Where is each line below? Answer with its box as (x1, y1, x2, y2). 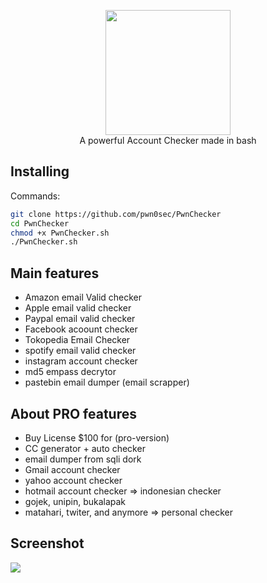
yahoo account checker (24, 474, 123, 486)
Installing (10, 163, 70, 180)
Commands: (10, 190, 61, 202)
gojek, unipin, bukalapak (24, 495, 127, 507)
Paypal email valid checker (24, 313, 136, 325)
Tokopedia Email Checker (24, 334, 131, 346)
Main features (10, 265, 100, 282)
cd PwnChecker (10, 218, 70, 229)
